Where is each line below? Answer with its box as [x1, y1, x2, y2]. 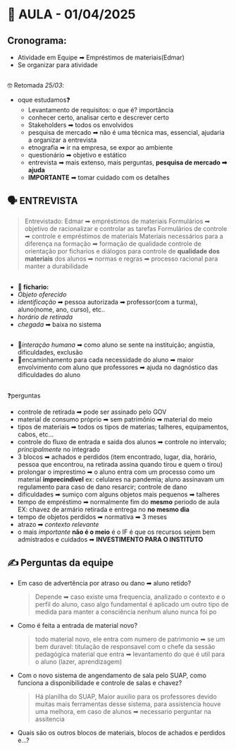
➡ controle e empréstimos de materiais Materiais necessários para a [24, 232, 223, 241]
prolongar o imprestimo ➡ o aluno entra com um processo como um [17, 468, 216, 476]
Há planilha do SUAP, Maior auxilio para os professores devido [35, 692, 217, 701]
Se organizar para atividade [17, 61, 99, 69]
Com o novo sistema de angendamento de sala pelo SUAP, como [17, 671, 206, 680]
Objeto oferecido [17, 290, 67, 299]
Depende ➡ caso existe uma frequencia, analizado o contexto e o [35, 593, 225, 601]
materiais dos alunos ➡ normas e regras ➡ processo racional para [24, 254, 218, 263]
